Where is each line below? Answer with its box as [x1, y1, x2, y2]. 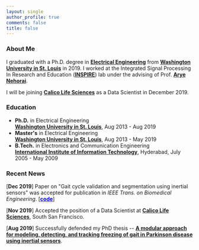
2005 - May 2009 [14, 155, 58, 162]
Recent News [6, 169, 46, 178]
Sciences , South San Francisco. [6, 213, 85, 220]
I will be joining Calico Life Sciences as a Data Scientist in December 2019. [6, 88, 189, 95]
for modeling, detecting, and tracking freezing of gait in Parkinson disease [6, 231, 193, 238]
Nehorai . [6, 77, 28, 84]
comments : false [6, 20, 46, 25]
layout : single [6, 8, 44, 15]
